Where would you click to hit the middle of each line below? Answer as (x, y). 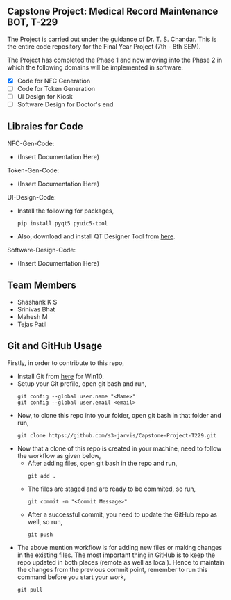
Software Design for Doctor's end (65, 104)
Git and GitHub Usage (55, 346)
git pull (30, 590)
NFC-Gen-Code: (31, 143)
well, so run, (45, 521)
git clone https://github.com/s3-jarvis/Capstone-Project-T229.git (117, 435)
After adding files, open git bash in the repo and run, (102, 463)
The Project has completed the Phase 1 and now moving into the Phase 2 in (115, 60)
